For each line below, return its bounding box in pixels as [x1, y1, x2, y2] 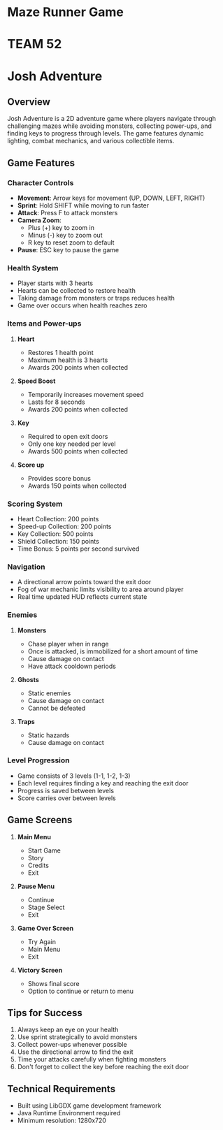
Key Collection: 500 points [17, 529, 94, 538]
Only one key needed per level [27, 440, 116, 448]
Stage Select [27, 903, 65, 911]
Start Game [27, 846, 61, 855]
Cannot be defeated [27, 704, 86, 712]
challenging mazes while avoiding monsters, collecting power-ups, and [7, 122, 212, 130]
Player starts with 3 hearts [17, 279, 93, 287]
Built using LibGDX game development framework [17, 1101, 161, 1110]
